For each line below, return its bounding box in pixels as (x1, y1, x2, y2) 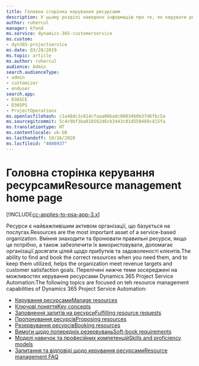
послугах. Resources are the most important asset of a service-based (6, 228, 176, 235)
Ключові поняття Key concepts (14, 303, 91, 310)
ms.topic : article (6, 53, 52, 59)
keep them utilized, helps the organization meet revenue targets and (6, 260, 173, 267)
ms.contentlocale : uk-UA (6, 129, 68, 136)
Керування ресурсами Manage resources (14, 296, 118, 303)
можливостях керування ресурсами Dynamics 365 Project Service (6, 273, 174, 280)
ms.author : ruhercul (6, 58, 57, 64)
